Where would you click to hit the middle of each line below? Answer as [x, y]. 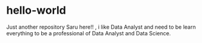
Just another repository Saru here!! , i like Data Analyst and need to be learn [101, 27]
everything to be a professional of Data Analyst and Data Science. [89, 33]
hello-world [36, 10]
